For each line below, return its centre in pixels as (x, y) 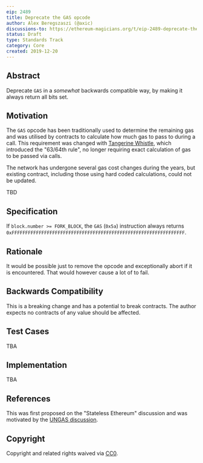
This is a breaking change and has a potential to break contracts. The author (101, 306)
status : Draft (24, 34)
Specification (32, 212)
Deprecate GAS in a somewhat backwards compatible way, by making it (95, 90)
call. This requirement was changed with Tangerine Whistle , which (89, 143)
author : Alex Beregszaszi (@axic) (50, 23)
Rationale (24, 251)
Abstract (23, 76)
